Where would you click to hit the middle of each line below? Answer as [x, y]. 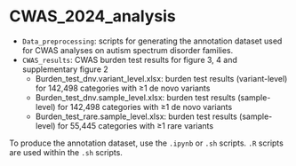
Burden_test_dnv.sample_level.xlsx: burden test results [135, 97]
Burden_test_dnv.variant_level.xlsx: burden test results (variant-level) [161, 78]
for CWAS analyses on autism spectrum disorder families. [128, 50]
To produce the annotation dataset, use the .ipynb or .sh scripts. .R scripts [147, 143]
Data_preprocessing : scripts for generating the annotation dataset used [152, 41]
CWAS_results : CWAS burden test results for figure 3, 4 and [129, 59]
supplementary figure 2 [65, 69]
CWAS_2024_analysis [92, 16]
